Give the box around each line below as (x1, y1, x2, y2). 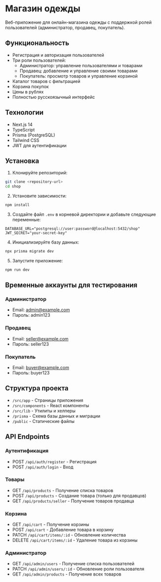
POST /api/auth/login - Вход (12, 464, 74, 470)
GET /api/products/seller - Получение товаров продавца (12, 498, 134, 504)
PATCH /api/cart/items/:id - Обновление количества (12, 532, 126, 538)
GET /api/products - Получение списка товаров (12, 487, 114, 493)
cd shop (5, 184, 21, 189)
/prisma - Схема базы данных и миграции (12, 413, 100, 419)
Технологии (5, 108, 43, 117)
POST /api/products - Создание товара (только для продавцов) (12, 493, 147, 499)
